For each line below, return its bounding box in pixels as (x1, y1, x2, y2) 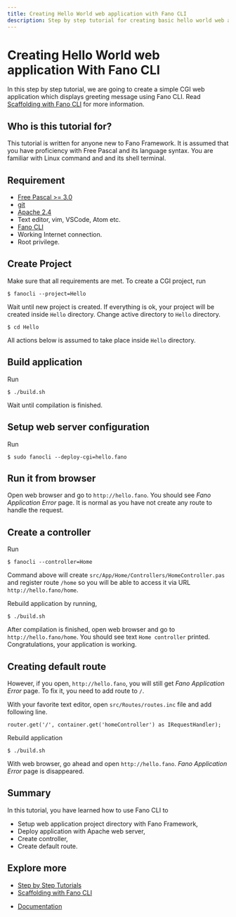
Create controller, (17, 834, 68, 843)
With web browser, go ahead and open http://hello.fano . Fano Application (7, 759, 228, 767)
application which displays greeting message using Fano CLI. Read (7, 93, 201, 101)
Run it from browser (7, 472, 96, 484)
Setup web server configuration (7, 421, 150, 433)
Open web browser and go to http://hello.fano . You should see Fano (7, 491, 211, 499)
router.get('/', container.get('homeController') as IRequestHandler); (7, 721, 221, 728)
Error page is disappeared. (7, 767, 84, 775)
